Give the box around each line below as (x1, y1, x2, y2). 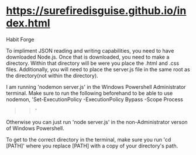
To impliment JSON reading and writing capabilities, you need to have (6, 47, 174, 54)
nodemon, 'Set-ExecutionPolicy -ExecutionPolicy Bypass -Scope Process (6, 95, 183, 103)
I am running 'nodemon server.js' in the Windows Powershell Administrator (6, 83, 186, 90)
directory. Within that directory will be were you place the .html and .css (6, 60, 180, 67)
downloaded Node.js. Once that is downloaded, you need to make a (6, 53, 170, 60)
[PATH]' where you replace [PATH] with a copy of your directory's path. (6, 142, 178, 149)
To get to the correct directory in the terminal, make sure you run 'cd (6, 136, 171, 143)
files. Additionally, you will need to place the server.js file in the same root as (6, 66, 190, 73)
